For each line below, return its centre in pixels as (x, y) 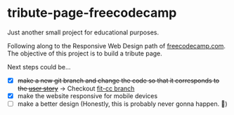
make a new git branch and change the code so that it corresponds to (118, 80)
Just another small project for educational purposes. (83, 32)
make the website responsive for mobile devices (87, 96)
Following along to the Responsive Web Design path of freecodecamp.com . (117, 46)
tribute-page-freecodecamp (92, 13)
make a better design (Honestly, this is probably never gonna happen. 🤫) (122, 104)
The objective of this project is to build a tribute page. (85, 53)
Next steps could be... (39, 67)
